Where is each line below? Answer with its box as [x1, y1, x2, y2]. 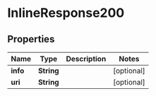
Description [66, 54, 107, 64]
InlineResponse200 [7, 5, 125, 21]
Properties [7, 33, 55, 45]
